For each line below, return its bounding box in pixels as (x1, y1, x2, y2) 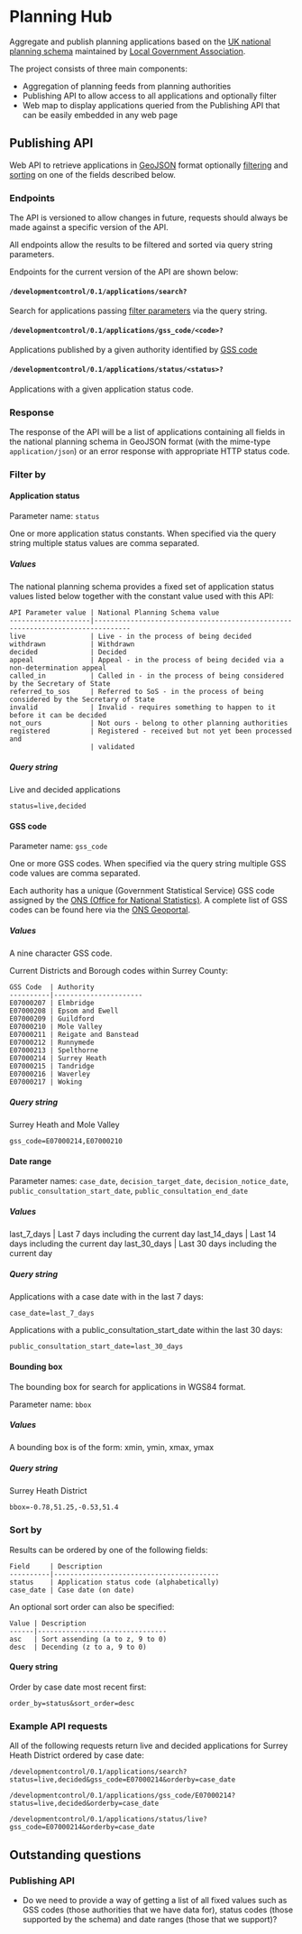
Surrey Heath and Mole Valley (9, 1119, 120, 1130)
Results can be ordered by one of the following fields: (9, 1544, 208, 1555)
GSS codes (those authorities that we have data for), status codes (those (22, 1904, 294, 1915)
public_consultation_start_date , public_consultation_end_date (9, 1185, 249, 1197)
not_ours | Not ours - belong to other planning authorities (9, 719, 288, 728)
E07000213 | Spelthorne (9, 1046, 99, 1055)
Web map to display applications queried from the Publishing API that (22, 99, 280, 110)
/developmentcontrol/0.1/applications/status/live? (9, 1815, 207, 1824)
